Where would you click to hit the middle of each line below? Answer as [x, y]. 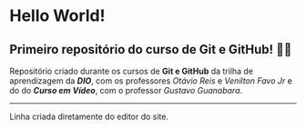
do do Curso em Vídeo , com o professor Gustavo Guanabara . [126, 90]
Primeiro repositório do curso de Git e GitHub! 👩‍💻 [151, 50]
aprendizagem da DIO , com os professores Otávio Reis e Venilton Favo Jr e [151, 81]
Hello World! [57, 16]
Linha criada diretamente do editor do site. [89, 116]
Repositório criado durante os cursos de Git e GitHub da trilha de [131, 71]
